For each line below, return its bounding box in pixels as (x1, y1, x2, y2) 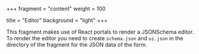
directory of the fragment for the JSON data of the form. (6, 41, 147, 48)
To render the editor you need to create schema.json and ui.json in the (6, 35, 184, 41)
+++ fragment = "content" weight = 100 (6, 5, 106, 12)
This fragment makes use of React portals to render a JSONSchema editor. (6, 28, 194, 35)
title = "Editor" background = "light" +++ (6, 17, 108, 23)
